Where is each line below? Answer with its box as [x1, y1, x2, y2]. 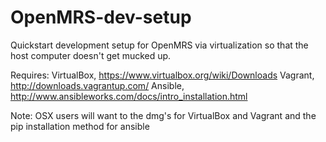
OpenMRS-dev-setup [10, 6, 192, 29]
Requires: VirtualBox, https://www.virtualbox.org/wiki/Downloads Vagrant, [10, 69, 315, 81]
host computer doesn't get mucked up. [10, 49, 172, 61]
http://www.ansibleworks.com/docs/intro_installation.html [10, 90, 248, 102]
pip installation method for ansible [10, 120, 150, 132]
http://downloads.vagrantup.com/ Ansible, [10, 79, 185, 91]
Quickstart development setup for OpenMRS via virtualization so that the [10, 39, 309, 51]
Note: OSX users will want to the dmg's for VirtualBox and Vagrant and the [10, 109, 317, 121]
